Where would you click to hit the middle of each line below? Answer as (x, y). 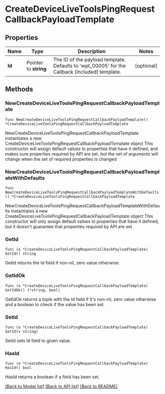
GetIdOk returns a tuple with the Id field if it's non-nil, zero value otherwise (81, 299)
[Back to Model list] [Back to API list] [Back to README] (61, 387)
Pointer (35, 63)
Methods (19, 89)
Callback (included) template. (87, 72)
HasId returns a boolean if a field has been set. (52, 377)
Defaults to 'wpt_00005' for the (90, 66)
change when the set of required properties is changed (61, 159)
